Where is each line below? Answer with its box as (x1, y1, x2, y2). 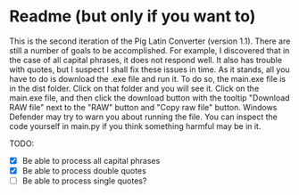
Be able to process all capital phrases (21, 155, 161, 166)
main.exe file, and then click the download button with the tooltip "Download (9, 92, 290, 103)
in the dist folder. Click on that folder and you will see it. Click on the (9, 83, 260, 93)
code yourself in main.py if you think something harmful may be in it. (9, 120, 262, 131)
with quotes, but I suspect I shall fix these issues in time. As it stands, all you (9, 64, 290, 75)
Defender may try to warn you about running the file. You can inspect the (9, 111, 278, 122)
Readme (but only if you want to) (9, 6, 256, 27)
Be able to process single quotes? (21, 175, 147, 186)
